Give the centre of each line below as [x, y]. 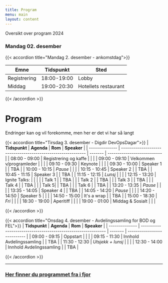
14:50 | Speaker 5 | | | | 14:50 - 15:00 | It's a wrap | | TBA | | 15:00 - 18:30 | [81, 195]
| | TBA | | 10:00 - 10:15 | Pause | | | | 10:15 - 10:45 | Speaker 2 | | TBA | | [79, 169]
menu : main [16, 15]
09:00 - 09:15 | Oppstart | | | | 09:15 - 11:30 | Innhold [85, 236]
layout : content [22, 19]
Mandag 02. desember [33, 47]
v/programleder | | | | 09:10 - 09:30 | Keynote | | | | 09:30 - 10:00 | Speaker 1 [83, 164]
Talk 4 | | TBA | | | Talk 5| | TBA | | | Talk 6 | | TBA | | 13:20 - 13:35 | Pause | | [83, 185]
